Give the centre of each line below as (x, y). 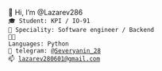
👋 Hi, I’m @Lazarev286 (46, 12)
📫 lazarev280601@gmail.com (54, 59)
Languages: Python (39, 44)
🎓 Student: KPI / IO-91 (49, 21)
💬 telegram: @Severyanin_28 (55, 51)
